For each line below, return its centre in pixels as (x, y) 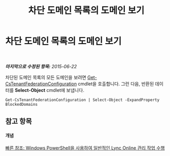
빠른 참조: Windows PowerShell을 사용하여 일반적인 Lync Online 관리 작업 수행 (85, 148)
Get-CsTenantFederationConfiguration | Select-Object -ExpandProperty (82, 100)
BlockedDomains (22, 104)
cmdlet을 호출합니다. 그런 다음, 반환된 (116, 84)
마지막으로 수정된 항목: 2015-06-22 (41, 66)
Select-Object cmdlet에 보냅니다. (50, 90)
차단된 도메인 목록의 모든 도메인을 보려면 (46, 77)
